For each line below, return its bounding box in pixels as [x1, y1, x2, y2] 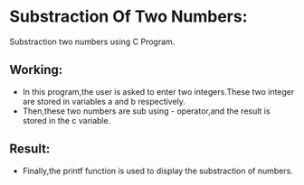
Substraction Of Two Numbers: [9, 6, 248, 27]
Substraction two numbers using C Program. [9, 36, 176, 47]
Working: [9, 62, 63, 78]
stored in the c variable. [22, 115, 111, 125]
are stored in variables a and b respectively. [22, 96, 185, 106]
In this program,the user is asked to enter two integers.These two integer [22, 86, 295, 97]
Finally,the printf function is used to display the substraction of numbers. [22, 165, 294, 176]
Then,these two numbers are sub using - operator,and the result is [22, 106, 271, 116]
